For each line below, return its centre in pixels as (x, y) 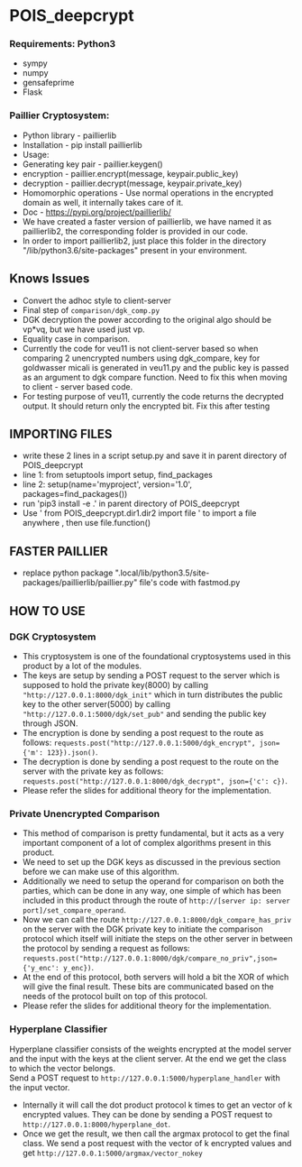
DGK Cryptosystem (53, 637)
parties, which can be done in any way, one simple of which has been (151, 891)
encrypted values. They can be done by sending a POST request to (147, 1114)
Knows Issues (50, 279)
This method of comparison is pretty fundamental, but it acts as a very (153, 833)
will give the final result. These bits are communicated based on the (148, 987)
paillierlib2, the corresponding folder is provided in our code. (135, 231)
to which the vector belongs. (62, 1068)
